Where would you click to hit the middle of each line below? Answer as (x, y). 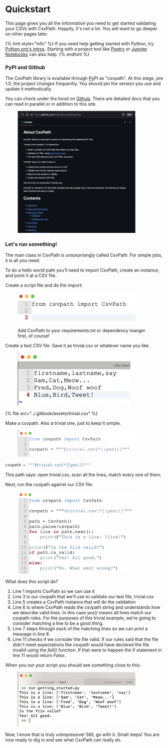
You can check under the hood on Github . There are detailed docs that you (82, 99)
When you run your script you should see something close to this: (73, 665)
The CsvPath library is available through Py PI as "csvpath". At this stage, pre (84, 78)
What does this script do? (32, 581)
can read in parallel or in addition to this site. (51, 104)
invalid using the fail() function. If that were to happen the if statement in (87, 650)
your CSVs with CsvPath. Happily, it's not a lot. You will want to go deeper (81, 28)
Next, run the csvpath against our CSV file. (49, 484)
